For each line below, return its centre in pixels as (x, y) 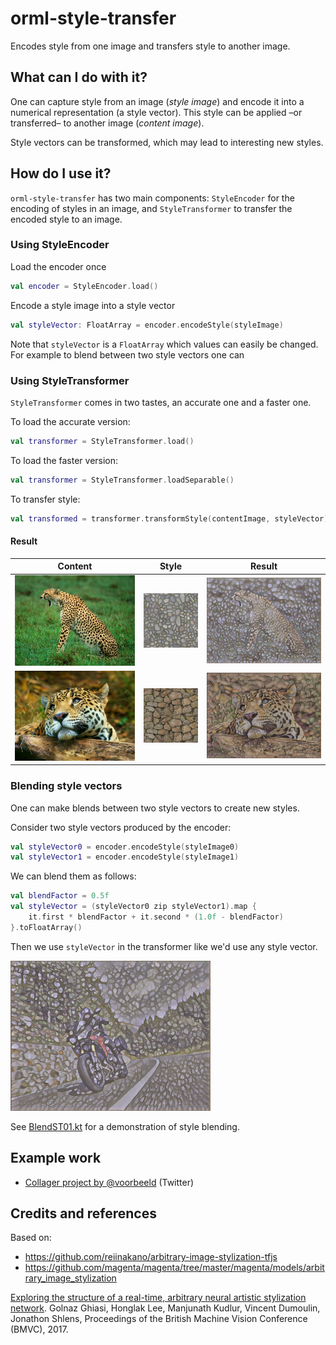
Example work (56, 1158)
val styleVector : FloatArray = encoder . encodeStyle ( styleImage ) (147, 325)
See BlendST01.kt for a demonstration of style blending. (125, 1126)
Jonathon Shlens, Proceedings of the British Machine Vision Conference (159, 1319)
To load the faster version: (64, 460)
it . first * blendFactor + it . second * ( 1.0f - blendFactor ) (156, 917)
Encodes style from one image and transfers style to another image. (150, 46)
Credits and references (83, 1213)
